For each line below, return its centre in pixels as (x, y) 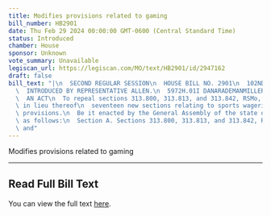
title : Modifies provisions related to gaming (88, 16)
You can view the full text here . (60, 203)
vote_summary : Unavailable (54, 61)
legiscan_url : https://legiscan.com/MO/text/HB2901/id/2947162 (117, 69)
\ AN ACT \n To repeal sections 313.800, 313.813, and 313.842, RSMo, (139, 98)
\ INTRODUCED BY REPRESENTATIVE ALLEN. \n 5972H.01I (108, 91)
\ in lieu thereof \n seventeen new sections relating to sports (128, 106)
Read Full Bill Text (54, 184)
